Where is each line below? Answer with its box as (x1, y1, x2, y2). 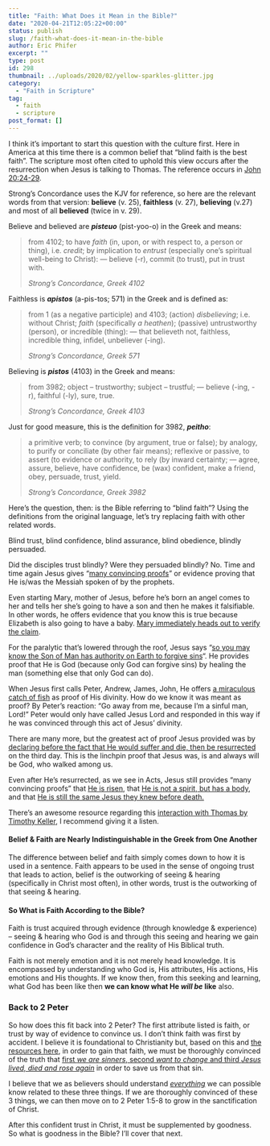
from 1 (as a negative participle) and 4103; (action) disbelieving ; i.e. (27, 309, 251, 319)
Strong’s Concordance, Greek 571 (27, 351, 141, 360)
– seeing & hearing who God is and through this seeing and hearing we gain (8, 932, 259, 941)
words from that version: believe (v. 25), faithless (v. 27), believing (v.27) (8, 197, 253, 206)
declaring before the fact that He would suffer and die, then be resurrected (8, 742, 256, 752)
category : (8, 79, 42, 87)
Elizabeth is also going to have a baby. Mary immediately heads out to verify (8, 618, 260, 628)
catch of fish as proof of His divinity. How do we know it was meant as (8, 692, 242, 702)
